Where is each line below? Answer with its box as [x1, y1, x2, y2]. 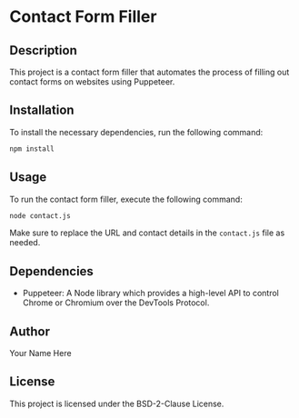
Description [9, 43, 77, 58]
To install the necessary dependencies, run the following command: [9, 126, 264, 137]
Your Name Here [9, 348, 72, 358]
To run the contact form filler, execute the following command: [9, 194, 243, 204]
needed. [9, 237, 41, 248]
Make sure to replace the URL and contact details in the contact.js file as [9, 227, 285, 238]
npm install [9, 144, 55, 154]
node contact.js [9, 211, 71, 220]
